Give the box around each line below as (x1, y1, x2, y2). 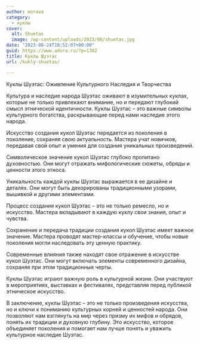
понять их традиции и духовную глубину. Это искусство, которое (6, 318, 174, 325)
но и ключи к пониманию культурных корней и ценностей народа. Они (6, 306, 188, 313)
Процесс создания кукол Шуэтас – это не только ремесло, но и (6, 202, 169, 209)
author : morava (6, 8, 44, 15)
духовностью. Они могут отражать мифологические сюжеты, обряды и (6, 160, 190, 167)
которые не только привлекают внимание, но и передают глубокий (6, 98, 179, 105)
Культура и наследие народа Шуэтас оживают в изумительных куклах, (6, 92, 189, 99)
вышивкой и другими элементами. (6, 190, 96, 197)
